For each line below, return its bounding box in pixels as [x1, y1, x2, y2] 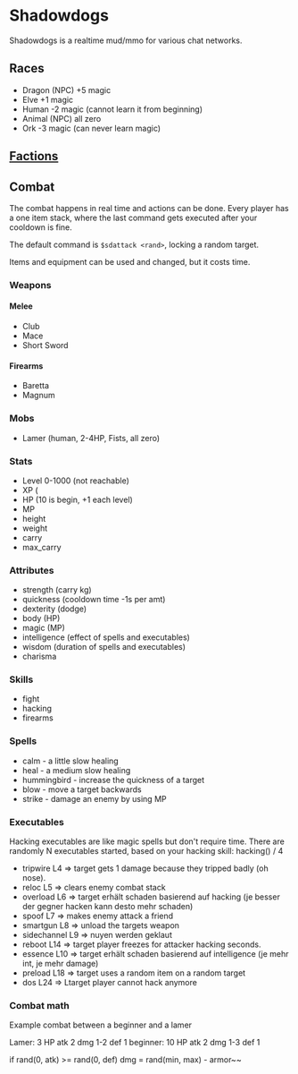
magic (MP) [21, 623, 65, 634]
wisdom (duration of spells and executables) [21, 642, 186, 652]
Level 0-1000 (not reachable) [21, 475, 129, 486]
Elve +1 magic [21, 94, 74, 105]
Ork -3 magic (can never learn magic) [21, 123, 161, 133]
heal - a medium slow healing [21, 764, 131, 775]
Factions [9, 149, 59, 164]
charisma [21, 651, 57, 662]
